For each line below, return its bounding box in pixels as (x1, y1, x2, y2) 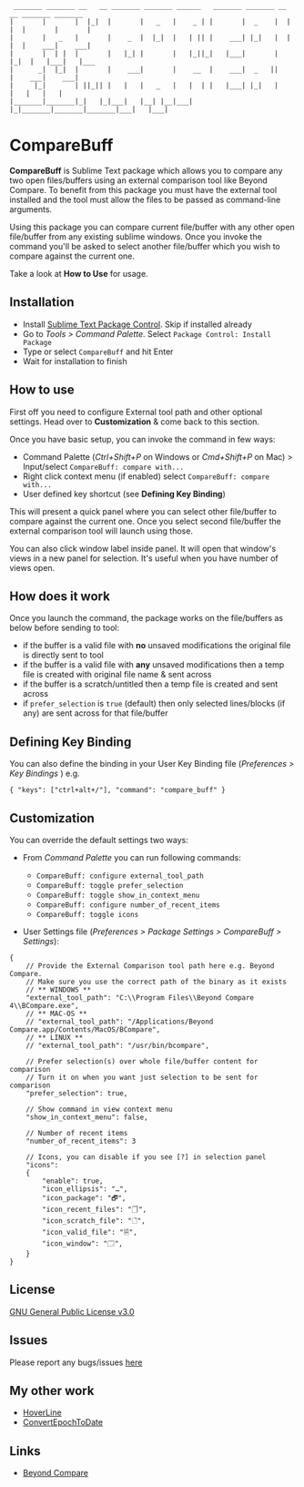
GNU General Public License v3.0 (9, 1306, 135, 1317)
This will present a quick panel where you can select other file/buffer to (9, 505, 278, 516)
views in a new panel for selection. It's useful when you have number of (9, 553, 279, 564)
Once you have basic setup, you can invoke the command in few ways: (9, 433, 276, 444)
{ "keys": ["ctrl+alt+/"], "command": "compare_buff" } (9, 786, 226, 795)
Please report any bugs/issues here (9, 1357, 143, 1368)
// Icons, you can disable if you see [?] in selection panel (25, 1153, 267, 1162)
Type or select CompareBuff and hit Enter (22, 346, 174, 357)
